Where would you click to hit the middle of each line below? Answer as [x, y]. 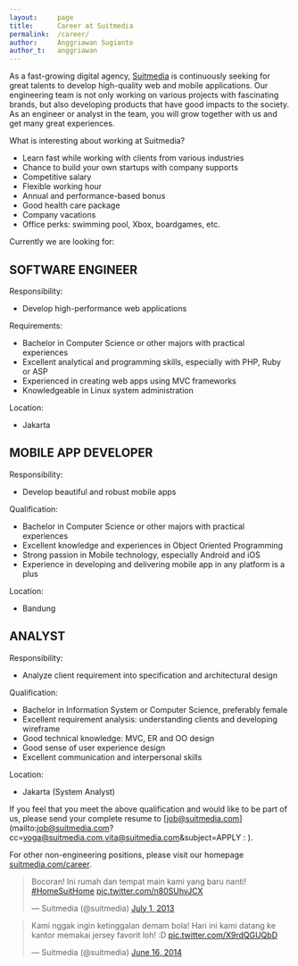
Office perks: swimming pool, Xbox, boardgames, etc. [121, 225]
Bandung [39, 608]
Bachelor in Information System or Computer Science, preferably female [155, 709]
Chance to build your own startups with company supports [130, 168]
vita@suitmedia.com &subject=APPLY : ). [179, 837]
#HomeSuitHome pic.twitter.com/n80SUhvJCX [117, 891]
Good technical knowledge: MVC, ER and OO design [118, 738]
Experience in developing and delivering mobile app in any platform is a [153, 564]
